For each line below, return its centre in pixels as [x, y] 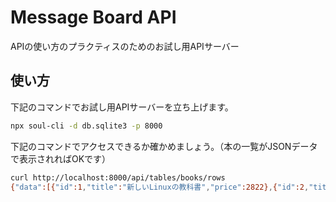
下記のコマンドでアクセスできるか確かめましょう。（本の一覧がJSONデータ [164, 146]
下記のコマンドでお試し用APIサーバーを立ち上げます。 [122, 107]
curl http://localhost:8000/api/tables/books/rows [118, 177]
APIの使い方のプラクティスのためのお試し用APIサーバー [125, 46]
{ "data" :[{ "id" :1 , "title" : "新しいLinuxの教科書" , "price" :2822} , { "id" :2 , [160, 187]
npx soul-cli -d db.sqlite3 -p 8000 [86, 126]
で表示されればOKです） [61, 158]
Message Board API [93, 17]
